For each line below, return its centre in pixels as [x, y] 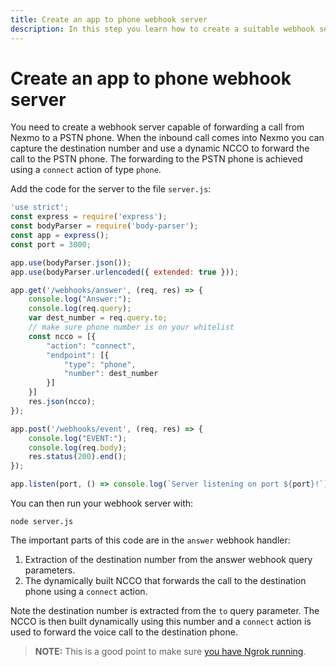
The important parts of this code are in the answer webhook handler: [150, 540]
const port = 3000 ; [51, 244]
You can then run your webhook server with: [102, 503]
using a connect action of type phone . [86, 170]
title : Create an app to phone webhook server [109, 19]
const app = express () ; [60, 236]
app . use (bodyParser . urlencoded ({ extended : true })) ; [125, 272]
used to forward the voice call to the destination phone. [124, 632]
